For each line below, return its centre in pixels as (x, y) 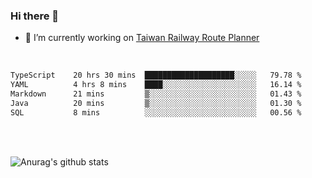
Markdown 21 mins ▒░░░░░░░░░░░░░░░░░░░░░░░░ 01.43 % (156, 94)
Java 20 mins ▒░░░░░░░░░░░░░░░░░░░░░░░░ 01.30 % (156, 103)
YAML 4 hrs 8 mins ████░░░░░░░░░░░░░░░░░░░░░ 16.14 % (156, 85)
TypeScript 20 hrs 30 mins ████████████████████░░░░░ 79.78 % (156, 75)
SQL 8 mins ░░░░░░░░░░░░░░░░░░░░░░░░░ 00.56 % (156, 112)
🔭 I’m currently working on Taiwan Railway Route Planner (142, 38)
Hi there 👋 (35, 16)
